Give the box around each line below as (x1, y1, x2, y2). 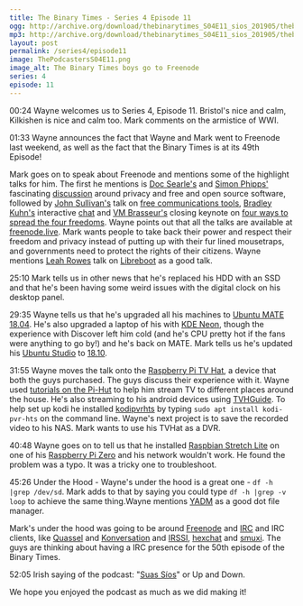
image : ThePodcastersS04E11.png (9, 55, 131, 64)
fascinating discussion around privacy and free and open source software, (9, 188, 286, 198)
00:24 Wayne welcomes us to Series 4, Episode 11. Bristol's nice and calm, (9, 105, 287, 115)
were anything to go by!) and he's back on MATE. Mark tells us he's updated (9, 337, 293, 348)
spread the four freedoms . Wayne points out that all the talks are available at (9, 216, 293, 227)
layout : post (9, 38, 59, 48)
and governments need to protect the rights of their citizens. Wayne (9, 245, 262, 256)
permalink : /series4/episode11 (9, 47, 127, 56)
